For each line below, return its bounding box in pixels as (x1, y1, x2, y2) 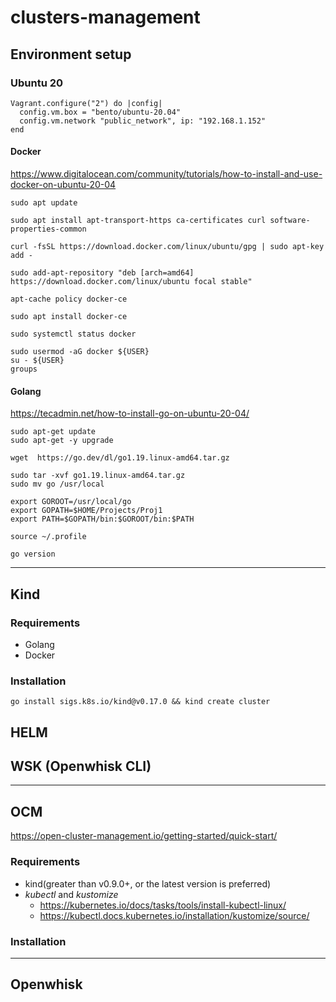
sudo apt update (10, 198, 78, 208)
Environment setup (10, 46, 132, 63)
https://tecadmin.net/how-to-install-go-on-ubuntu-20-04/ (10, 407, 250, 420)
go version (10, 549, 56, 560)
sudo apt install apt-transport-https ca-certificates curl (10, 216, 267, 226)
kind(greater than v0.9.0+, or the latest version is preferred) (24, 877, 272, 890)
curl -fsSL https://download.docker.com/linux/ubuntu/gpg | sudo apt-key (10, 242, 325, 252)
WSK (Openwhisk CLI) (10, 758, 152, 775)
